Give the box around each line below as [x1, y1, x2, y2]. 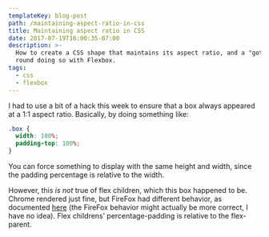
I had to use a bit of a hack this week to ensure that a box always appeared [8, 101, 255, 110]
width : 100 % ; [15, 132, 59, 140]
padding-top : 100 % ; [15, 139, 81, 148]
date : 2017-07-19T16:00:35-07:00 [8, 34, 120, 42]
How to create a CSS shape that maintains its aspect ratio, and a [15, 49, 246, 57]
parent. [8, 219, 32, 229]
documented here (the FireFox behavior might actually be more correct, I [8, 203, 248, 212]
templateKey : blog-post [8, 11, 88, 20]
